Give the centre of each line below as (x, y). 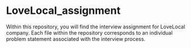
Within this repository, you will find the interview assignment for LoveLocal (96, 27)
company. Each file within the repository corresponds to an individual (89, 32)
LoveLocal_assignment (63, 11)
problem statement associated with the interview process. (76, 39)
